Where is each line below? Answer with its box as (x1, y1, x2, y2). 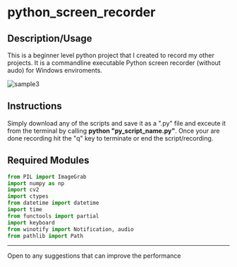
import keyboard (7, 219, 55, 226)
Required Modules (7, 155, 90, 167)
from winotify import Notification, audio (7, 225, 134, 233)
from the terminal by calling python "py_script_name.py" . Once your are (7, 126, 220, 135)
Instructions (7, 100, 62, 112)
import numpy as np (7, 179, 65, 187)
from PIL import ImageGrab (7, 173, 87, 180)
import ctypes (7, 193, 49, 200)
